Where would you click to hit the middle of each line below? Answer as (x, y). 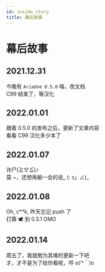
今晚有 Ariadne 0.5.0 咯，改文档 (46, 86)
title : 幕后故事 (24, 17)
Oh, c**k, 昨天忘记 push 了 (39, 211)
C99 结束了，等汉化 (30, 94)
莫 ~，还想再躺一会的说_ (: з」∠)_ (48, 178)
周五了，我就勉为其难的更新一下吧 (48, 255)
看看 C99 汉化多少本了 (34, 136)
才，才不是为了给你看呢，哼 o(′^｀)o (50, 262)
